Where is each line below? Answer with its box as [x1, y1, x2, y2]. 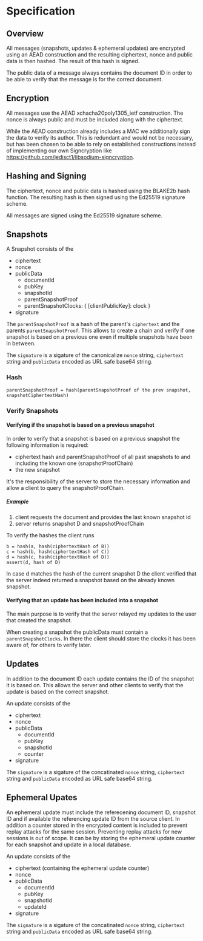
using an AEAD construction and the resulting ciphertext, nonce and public [6, 51, 193, 58]
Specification [6, 4, 76, 18]
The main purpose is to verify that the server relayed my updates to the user [6, 610, 197, 617]
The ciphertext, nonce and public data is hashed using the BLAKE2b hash [6, 187, 190, 194]
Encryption [6, 93, 50, 104]
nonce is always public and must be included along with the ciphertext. [6, 115, 184, 123]
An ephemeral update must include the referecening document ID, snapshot [6, 809, 196, 816]
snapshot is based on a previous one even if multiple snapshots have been [6, 333, 193, 341]
